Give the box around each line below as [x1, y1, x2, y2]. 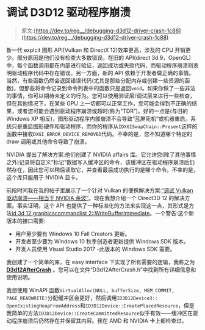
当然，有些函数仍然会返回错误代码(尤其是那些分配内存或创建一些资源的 [6, 77, 185, 84]
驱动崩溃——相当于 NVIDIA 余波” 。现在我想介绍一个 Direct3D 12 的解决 [6, 194, 185, 201]
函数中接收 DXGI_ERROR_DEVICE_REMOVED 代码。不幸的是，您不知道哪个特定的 [6, 130, 192, 137]
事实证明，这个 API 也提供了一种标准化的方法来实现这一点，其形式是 [16, 202, 189, 209]
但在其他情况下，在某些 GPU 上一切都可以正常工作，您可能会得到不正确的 [6, 99, 192, 107]
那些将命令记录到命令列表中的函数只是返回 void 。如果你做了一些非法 [24, 84, 196, 91]
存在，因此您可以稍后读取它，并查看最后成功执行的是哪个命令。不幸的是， [11, 166, 199, 173]
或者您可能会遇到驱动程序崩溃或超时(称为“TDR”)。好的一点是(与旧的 [16, 107, 188, 115]
